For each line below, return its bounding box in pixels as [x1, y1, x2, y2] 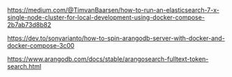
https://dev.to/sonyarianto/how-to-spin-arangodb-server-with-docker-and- [7, 34, 225, 42]
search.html [7, 62, 42, 70]
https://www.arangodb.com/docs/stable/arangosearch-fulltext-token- [7, 55, 209, 63]
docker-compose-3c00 [7, 42, 75, 49]
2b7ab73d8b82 [7, 21, 52, 28]
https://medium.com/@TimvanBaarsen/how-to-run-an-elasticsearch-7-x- [7, 6, 220, 14]
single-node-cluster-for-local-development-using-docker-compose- [7, 13, 205, 22]
